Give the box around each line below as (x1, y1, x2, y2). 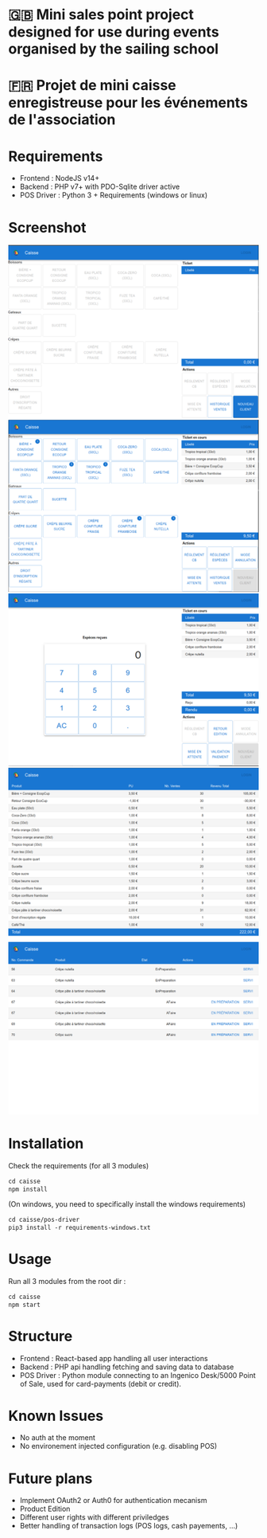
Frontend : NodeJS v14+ (19, 174, 100, 183)
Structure (8, 1327, 73, 1345)
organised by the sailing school (8, 40, 219, 58)
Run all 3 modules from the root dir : (8, 1276, 126, 1286)
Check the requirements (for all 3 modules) (8, 1160, 149, 1170)
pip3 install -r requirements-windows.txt (8, 1223, 151, 1231)
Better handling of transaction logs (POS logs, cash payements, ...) (19, 1521, 238, 1531)
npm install (8, 1185, 48, 1193)
